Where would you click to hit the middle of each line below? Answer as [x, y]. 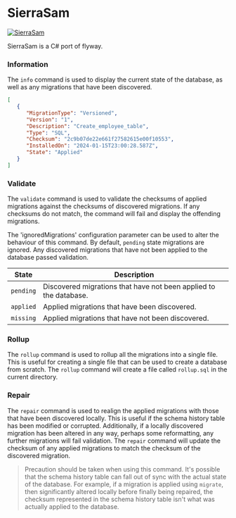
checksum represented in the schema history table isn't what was [120, 499]
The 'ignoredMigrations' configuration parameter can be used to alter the [113, 235]
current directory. [33, 377]
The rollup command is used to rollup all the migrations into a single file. [113, 355]
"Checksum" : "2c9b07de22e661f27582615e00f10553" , [100, 139]
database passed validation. [48, 258]
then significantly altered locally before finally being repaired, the [119, 491]
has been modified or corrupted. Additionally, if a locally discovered [105, 425]
